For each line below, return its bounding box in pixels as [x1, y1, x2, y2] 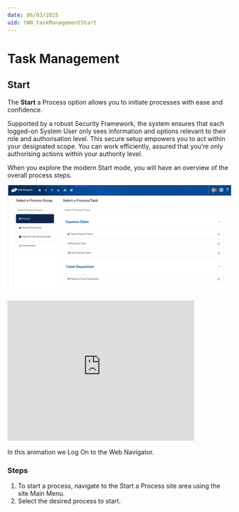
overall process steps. [7, 171, 73, 179]
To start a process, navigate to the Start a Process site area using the [17, 481, 221, 490]
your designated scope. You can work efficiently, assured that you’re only [7, 142, 223, 150]
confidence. [7, 105, 43, 114]
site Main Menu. [17, 489, 65, 498]
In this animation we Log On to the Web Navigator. [7, 447, 154, 456]
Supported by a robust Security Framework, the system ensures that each [7, 119, 224, 127]
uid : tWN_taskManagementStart [7, 19, 97, 26]
